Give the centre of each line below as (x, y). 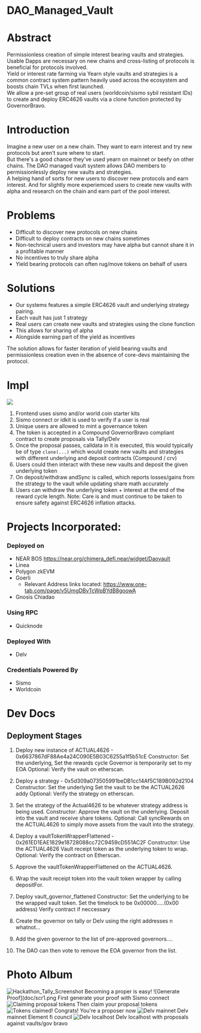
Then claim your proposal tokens (117, 1004)
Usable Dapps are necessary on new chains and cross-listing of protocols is (101, 61)
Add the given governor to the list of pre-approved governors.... (94, 939)
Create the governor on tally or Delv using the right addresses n (94, 921)
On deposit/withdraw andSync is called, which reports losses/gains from (105, 477)
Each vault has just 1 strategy (51, 317)
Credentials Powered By (42, 670)
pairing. (25, 311)
